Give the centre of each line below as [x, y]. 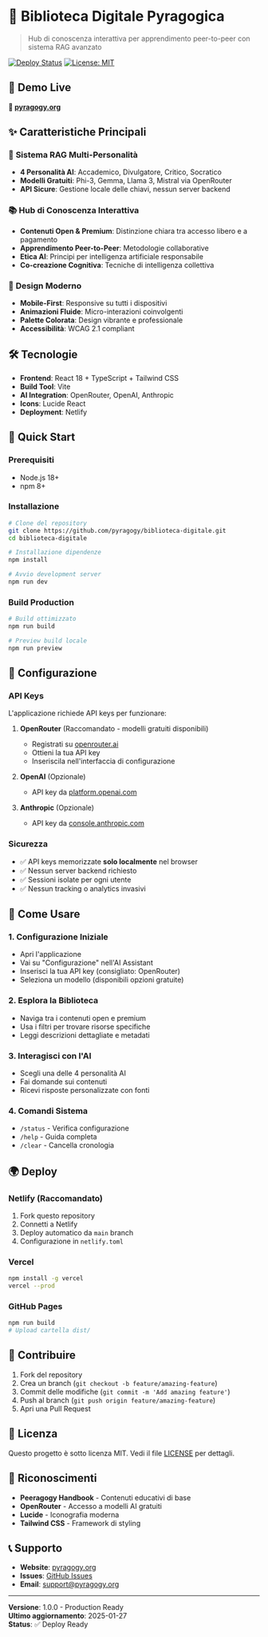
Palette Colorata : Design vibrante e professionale [101, 320]
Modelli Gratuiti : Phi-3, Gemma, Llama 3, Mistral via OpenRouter [126, 181]
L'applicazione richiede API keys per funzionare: [88, 713]
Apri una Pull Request [55, 1408]
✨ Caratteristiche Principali [77, 132]
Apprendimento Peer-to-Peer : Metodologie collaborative [114, 248]
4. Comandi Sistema [48, 1111]
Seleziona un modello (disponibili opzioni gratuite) [102, 980]
